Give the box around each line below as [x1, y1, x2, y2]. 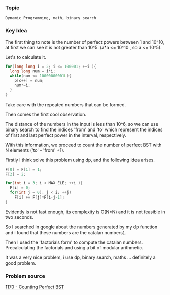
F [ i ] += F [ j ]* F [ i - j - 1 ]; [14, 195, 65, 200]
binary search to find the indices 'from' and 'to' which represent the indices [5, 126, 163, 133]
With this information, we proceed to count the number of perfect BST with [5, 142, 162, 148]
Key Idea [5, 27, 27, 35]
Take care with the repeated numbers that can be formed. [5, 101, 126, 108]
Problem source [5, 272, 46, 279]
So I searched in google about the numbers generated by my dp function [5, 224, 158, 230]
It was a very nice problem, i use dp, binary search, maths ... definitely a [5, 254, 156, 260]
